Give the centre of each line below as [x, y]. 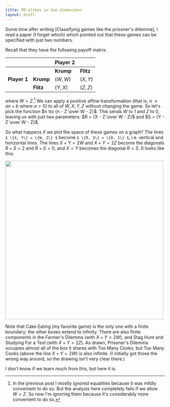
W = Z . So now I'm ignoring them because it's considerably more [80, 394]
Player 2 [65, 62]
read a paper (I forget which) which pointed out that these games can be [81, 35]
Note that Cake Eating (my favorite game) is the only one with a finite [77, 327]
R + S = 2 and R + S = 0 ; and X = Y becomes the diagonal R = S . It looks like [85, 148]
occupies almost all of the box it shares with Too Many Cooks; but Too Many [85, 348]
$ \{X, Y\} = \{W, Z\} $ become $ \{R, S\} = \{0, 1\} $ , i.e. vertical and [84, 138]
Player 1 [18, 79]
